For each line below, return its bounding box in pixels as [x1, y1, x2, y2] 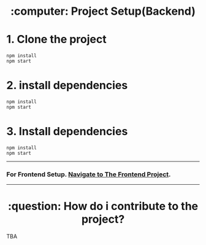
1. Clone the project [6, 33, 107, 47]
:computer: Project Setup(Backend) [10, 4, 196, 18]
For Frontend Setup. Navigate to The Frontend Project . [6, 170, 171, 179]
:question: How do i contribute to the [7, 200, 199, 213]
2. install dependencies [6, 79, 128, 93]
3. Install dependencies [6, 125, 128, 139]
